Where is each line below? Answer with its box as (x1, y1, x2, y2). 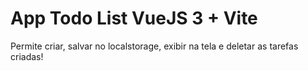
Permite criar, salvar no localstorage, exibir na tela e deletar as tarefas (10, 40, 299, 52)
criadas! (10, 50, 44, 62)
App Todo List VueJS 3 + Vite (10, 7, 258, 30)
